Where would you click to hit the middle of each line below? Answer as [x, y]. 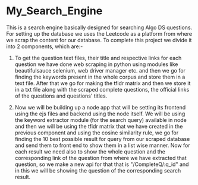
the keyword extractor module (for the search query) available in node [101, 120]
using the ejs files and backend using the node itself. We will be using [100, 114]
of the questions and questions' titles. [61, 96]
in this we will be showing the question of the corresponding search [98, 170]
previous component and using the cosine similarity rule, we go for [97, 133]
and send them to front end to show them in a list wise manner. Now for [102, 145]
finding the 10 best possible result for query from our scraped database [102, 139]
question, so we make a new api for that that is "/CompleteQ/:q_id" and [102, 164]
